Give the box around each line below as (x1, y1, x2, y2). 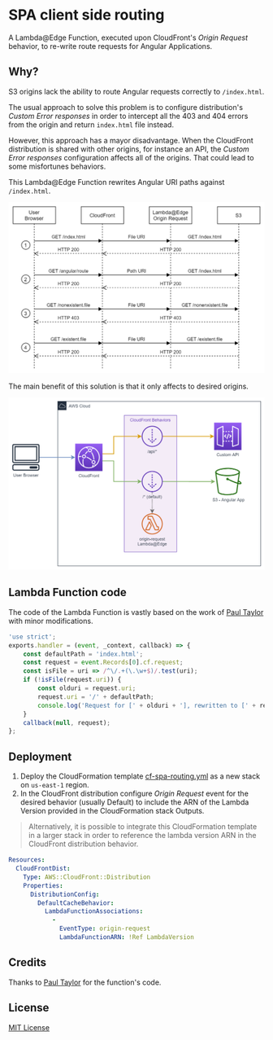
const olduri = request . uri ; (37, 684, 136, 693)
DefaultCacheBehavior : (37, 898, 115, 907)
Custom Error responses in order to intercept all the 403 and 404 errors (8, 111, 249, 121)
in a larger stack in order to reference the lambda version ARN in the (28, 831, 258, 840)
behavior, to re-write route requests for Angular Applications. (8, 41, 213, 50)
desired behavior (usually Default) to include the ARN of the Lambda (19, 797, 249, 807)
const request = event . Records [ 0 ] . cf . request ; (23, 658, 184, 667)
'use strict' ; (8, 633, 57, 641)
